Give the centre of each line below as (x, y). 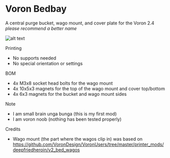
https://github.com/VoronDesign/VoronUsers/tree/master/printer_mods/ (88, 144)
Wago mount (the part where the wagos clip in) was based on (78, 139)
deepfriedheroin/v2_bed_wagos (46, 150)
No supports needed (34, 58)
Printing (14, 48)
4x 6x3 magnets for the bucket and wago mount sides (69, 94)
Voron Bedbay (36, 9)
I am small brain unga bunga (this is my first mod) (65, 114)
